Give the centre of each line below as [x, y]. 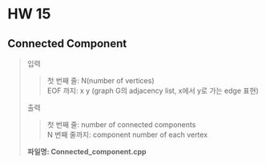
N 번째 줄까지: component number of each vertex [127, 134]
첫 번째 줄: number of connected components [121, 124]
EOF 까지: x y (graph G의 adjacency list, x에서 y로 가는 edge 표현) [153, 90]
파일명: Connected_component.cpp [87, 152]
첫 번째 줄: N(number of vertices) [101, 80]
